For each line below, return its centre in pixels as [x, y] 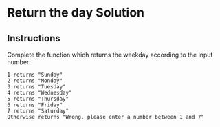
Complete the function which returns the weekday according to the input [110, 55]
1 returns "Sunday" [35, 75]
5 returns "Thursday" [38, 99]
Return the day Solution [76, 13]
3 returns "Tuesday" [37, 87]
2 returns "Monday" [35, 81]
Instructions [34, 38]
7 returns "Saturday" [38, 111]
